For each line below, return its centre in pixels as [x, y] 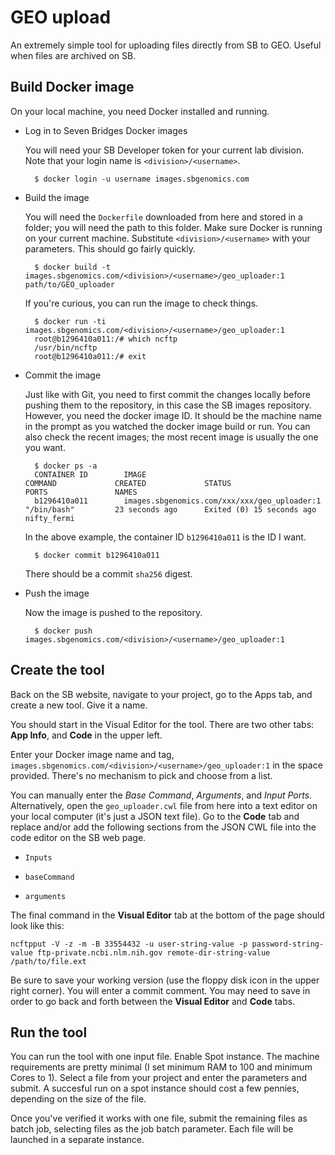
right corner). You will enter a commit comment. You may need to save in [160, 990]
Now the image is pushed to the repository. [113, 612]
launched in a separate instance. [77, 1140]
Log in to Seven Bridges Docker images [106, 130]
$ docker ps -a [66, 466]
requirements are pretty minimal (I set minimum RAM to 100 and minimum [161, 1067]
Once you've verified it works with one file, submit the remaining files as [159, 1118]
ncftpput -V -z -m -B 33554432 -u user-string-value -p [129, 944]
